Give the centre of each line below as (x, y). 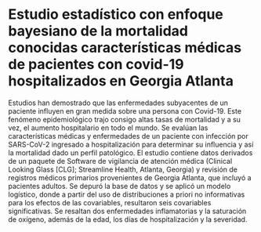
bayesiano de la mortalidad (98, 31)
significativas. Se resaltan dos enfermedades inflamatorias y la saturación (127, 211)
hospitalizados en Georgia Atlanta (121, 81)
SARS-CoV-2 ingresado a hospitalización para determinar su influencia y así (131, 144)
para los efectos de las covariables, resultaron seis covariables (110, 202)
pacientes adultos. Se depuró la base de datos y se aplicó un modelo (120, 186)
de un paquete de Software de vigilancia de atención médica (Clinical (120, 161)
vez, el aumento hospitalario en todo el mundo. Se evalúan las (108, 128)
